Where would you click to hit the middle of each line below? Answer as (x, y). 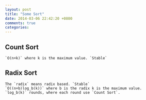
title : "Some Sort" (25, 14)
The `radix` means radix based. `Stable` (48, 84)
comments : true (20, 23)
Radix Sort (21, 73)
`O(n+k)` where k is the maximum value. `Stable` (56, 58)
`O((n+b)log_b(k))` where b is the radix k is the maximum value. (73, 88)
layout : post (18, 9)
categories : (17, 28)
